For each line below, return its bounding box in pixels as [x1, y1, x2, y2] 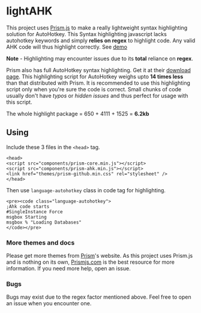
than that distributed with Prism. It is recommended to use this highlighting [6, 79, 190, 87]
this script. [6, 98, 32, 106]
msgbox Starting [6, 214, 47, 220]
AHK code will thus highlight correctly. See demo [6, 43, 128, 50]
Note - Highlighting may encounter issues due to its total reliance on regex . [6, 55, 193, 62]
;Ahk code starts [6, 203, 50, 210]
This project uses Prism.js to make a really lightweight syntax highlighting [6, 24, 188, 31]
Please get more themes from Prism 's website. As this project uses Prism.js [6, 252, 193, 260]
